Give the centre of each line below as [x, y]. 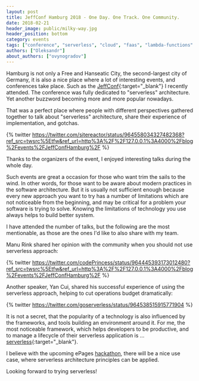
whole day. [20, 165]
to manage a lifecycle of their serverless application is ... [75, 335]
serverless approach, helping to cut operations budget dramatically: [89, 293]
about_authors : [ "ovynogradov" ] [46, 56]
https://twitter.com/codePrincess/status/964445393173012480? [111, 262]
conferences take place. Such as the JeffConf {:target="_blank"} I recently [97, 86]
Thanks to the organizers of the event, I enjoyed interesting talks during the [98, 159]
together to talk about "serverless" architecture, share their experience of [96, 117]
